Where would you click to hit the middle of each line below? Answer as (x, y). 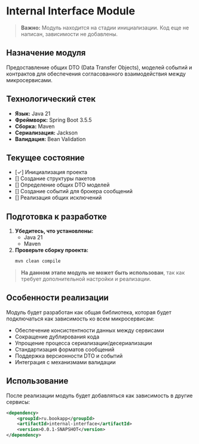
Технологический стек (51, 99)
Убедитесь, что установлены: (54, 231)
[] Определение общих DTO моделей (62, 185)
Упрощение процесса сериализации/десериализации (83, 343)
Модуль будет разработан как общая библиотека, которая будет (89, 312)
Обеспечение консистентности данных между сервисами (89, 330)
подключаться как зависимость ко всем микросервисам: (80, 319)
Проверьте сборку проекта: (51, 250)
